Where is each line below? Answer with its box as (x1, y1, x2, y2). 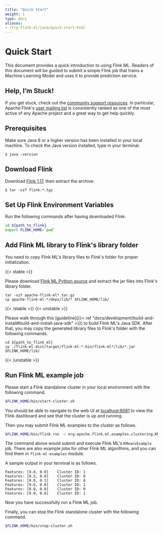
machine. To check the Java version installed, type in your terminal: (5, 142, 140, 148)
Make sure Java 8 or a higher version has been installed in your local (5, 137, 143, 143)
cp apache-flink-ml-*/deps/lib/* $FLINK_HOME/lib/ (5, 297, 110, 302)
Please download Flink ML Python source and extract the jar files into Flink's (5, 278, 158, 284)
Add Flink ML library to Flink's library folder (5, 241, 138, 249)
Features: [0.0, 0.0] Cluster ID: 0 (5, 487, 86, 492)
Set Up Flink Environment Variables (5, 200, 114, 209)
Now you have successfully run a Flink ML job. (5, 499, 98, 505)
